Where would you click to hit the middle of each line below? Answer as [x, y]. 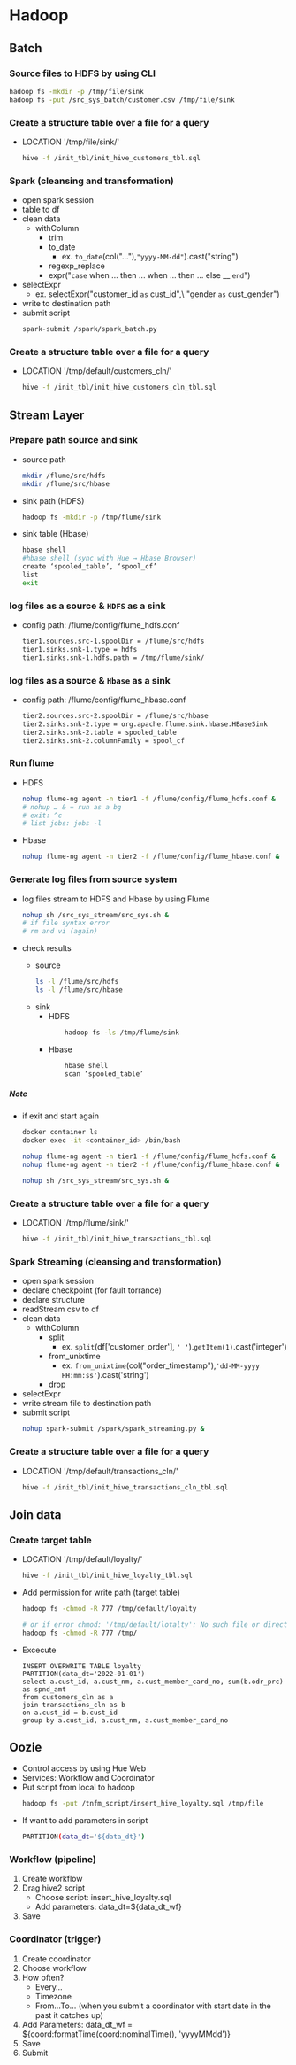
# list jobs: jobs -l [61, 824]
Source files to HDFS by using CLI [83, 73]
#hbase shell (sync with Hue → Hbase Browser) [109, 559]
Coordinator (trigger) [55, 1939]
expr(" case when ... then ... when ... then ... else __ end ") [149, 275]
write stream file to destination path [87, 1404]
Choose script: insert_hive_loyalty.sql [103, 1898]
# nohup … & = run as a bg [72, 807]
